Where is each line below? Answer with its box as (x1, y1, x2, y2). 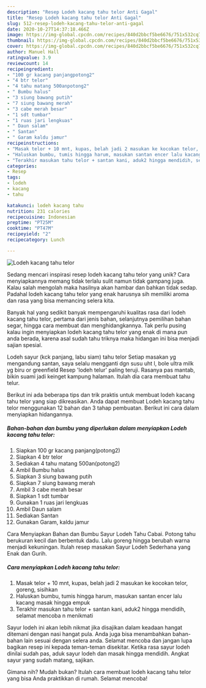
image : (7, 32, 24, 38)
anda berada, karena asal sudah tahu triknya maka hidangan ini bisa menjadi (7, 335, 199, 342)
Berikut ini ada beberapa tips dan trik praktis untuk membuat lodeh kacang (7, 391, 195, 399)
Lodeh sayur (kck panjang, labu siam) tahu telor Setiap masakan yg (7, 353, 177, 361)
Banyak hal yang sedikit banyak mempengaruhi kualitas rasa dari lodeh (7, 308, 186, 316)
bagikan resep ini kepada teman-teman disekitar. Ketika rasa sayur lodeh (7, 643, 190, 651)
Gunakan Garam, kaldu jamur (15, 518, 89, 526)
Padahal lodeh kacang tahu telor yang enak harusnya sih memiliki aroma (7, 290, 189, 297)
